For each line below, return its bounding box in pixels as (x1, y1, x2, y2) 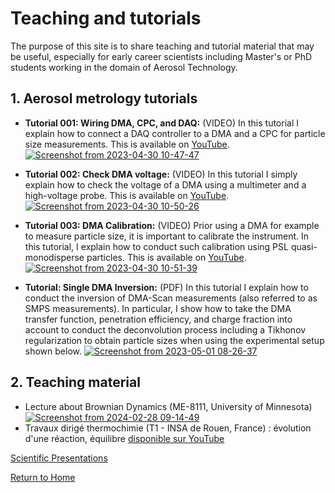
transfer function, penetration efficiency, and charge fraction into (24, 313, 293, 325)
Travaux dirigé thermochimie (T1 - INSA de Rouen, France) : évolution (24, 422, 312, 434)
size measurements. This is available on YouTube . (24, 138, 230, 150)
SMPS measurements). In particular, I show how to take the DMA (24, 302, 292, 314)
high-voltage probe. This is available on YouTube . (24, 189, 230, 201)
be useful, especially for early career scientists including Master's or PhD (10, 50, 313, 62)
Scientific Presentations (10, 452, 108, 464)
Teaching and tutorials (10, 7, 202, 30)
